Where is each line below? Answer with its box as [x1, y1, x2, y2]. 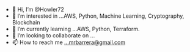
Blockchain [12, 19, 40, 26]
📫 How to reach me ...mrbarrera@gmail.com [12, 39, 126, 46]
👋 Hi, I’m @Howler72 [12, 6, 64, 13]
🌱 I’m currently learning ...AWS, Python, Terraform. [12, 25, 140, 32]
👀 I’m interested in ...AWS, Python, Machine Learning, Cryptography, [12, 12, 185, 20]
